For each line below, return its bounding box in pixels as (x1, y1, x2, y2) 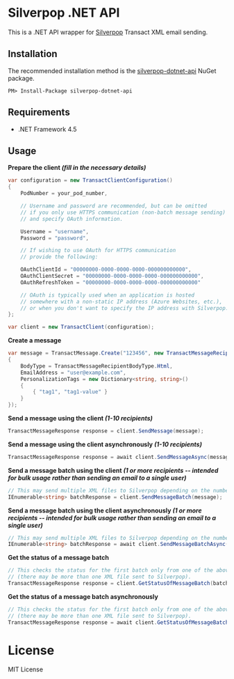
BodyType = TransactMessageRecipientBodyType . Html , (20, 362, 173, 370)
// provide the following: (20, 253, 99, 260)
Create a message (8, 336, 62, 345)
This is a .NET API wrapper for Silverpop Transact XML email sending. (8, 28, 208, 36)
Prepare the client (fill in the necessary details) (8, 164, 147, 172)
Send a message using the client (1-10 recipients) (8, 414, 153, 422)
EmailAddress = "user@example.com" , (20, 369, 127, 376)
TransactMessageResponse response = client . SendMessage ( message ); (8, 428, 204, 435)
